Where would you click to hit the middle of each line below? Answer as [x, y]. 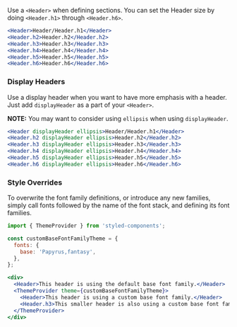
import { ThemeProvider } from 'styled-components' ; [86, 226]
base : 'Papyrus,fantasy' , [58, 252]
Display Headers [36, 82]
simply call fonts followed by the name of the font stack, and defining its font [119, 205]
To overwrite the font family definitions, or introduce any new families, [109, 198]
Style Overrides [35, 182]
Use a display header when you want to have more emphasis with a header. [117, 97]
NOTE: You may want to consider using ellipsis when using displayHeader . [118, 118]
